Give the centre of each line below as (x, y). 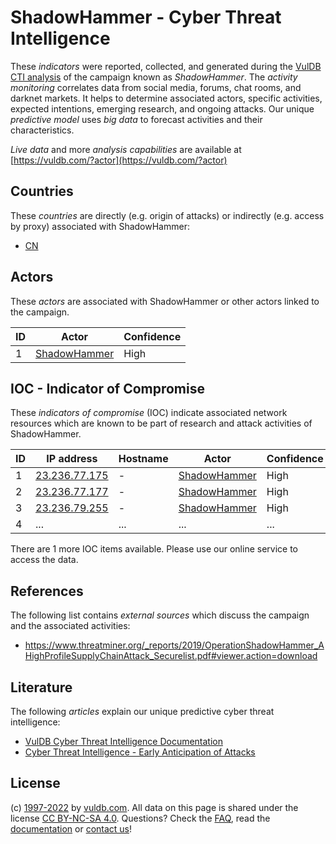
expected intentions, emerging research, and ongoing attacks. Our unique (162, 108)
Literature (41, 687)
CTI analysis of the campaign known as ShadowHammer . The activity (154, 77)
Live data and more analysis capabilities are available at (126, 149)
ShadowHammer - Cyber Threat (146, 17)
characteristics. (42, 130)
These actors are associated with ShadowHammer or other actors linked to (165, 301)
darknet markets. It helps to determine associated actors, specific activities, (166, 98)
